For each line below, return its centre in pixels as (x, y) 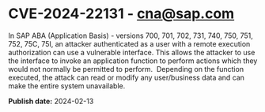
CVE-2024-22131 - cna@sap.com (121, 14)
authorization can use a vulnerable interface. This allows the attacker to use (132, 52)
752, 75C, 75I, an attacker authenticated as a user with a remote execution (129, 43)
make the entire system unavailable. (67, 86)
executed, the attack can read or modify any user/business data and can (127, 77)
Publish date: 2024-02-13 (51, 101)
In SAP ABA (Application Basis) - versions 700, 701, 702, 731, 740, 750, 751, (131, 35)
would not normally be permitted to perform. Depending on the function (126, 69)
